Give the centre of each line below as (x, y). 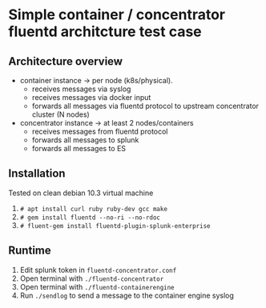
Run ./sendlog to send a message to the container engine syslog (127, 295)
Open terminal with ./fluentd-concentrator (92, 278)
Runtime (30, 251)
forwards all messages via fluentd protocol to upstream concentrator (145, 106)
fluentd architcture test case (105, 32)
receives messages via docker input (91, 97)
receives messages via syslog (81, 89)
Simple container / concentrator (117, 15)
